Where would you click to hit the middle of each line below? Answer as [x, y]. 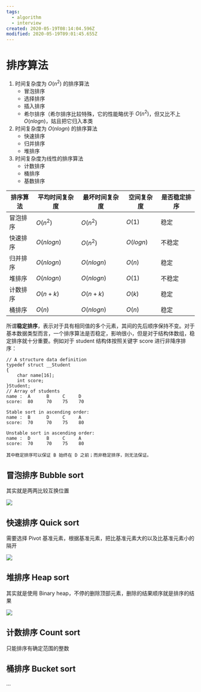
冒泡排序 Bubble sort [45, 475]
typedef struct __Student [38, 365]
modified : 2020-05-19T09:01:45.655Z [52, 34]
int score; [31, 381]
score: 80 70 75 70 [45, 402]
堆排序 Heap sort [38, 578]
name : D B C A [44, 439]
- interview [27, 23]
